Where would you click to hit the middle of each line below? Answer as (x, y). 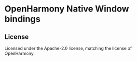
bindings (22, 19)
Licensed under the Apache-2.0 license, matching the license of (68, 48)
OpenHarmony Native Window (67, 9)
